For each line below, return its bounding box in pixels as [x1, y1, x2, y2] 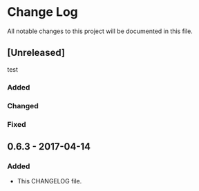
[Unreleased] [7, 47, 66, 59]
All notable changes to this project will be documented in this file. [7, 27, 193, 35]
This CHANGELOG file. [17, 177, 82, 185]
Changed [7, 101, 39, 110]
